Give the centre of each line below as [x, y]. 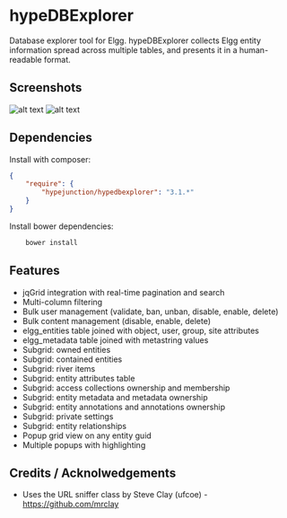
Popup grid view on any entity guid [87, 435]
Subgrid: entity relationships [74, 426]
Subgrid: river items [59, 368]
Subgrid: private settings [68, 416]
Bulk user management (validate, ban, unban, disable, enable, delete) [150, 312]
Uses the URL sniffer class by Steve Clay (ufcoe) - [115, 495]
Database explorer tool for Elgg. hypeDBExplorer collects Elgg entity [135, 40]
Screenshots [46, 88]
